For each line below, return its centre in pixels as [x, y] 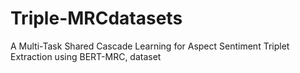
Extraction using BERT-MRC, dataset [86, 56]
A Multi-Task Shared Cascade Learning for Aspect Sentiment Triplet [150, 46]
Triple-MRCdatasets [96, 18]
